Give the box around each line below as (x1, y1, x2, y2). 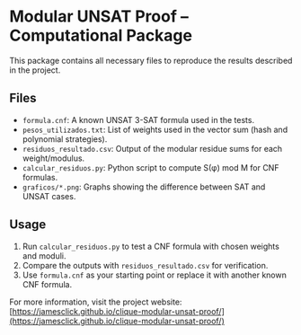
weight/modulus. (22, 153, 85, 163)
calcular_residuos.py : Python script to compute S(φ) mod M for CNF (22, 162, 279, 172)
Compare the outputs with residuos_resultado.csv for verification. (22, 260, 269, 270)
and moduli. (22, 250, 66, 261)
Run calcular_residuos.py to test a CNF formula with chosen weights (22, 241, 280, 251)
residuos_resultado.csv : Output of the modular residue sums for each (22, 143, 283, 154)
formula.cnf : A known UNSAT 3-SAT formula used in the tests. (22, 114, 254, 125)
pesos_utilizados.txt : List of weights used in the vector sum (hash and (22, 124, 288, 135)
